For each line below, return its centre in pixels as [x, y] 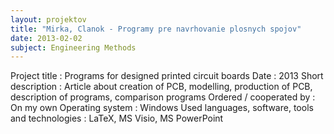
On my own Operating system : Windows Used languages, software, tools [162, 108]
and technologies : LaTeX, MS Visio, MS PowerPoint [117, 118]
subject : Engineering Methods [73, 47]
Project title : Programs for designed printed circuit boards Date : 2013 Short [167, 76]
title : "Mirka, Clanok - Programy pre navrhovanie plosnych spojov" [156, 29]
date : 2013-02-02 [46, 38]
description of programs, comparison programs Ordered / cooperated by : [163, 97]
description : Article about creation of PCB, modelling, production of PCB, [161, 87]
